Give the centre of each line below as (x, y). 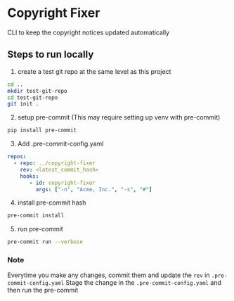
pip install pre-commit (42, 130)
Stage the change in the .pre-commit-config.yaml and (143, 283)
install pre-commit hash (52, 203)
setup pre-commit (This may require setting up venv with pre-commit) (119, 117)
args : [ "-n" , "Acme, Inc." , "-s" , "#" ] (94, 189)
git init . (23, 104)
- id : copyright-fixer (63, 183)
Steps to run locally (51, 55)
